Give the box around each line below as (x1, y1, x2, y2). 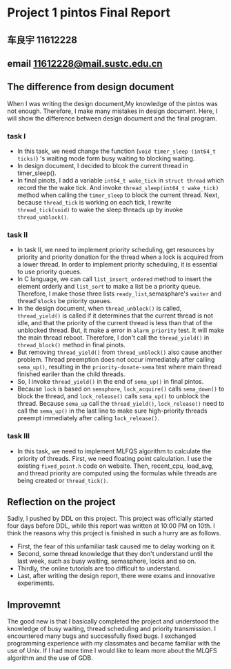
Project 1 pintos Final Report (7, 5, 171, 21)
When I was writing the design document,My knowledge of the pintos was (7, 99, 219, 107)
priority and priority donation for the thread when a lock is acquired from (17, 253, 224, 261)
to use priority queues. (17, 267, 82, 276)
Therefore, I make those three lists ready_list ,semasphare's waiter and (17, 289, 222, 298)
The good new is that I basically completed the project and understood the (7, 617, 219, 626)
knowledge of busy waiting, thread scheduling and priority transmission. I (7, 625, 216, 633)
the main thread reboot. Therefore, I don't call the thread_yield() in (17, 333, 210, 342)
